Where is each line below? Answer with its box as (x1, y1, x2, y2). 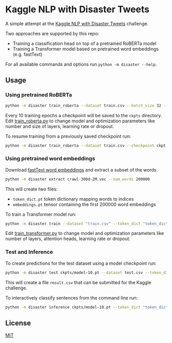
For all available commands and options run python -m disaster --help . (5, 61, 157, 67)
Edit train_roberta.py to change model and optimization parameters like (5, 118, 155, 124)
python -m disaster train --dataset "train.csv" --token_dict (5, 221, 141, 226)
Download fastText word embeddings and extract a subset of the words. (5, 166, 158, 173)
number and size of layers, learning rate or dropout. (5, 123, 114, 129)
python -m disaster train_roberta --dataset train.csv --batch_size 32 (5, 103, 161, 108)
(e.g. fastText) (12, 51, 42, 57)
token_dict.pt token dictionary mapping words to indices (12, 196, 134, 202)
